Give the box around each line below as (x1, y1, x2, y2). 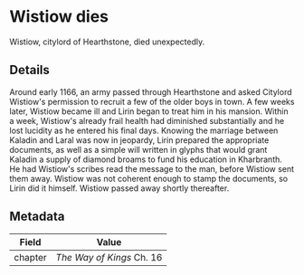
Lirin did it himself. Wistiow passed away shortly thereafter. (9, 183, 230, 194)
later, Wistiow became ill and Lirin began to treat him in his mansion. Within (9, 106, 289, 117)
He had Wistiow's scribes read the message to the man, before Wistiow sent (9, 163, 295, 174)
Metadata (9, 209, 65, 224)
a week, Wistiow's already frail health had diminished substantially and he (9, 115, 285, 126)
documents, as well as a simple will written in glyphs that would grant (9, 144, 268, 155)
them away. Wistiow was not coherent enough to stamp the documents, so (9, 173, 288, 184)
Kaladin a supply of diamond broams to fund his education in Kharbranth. (9, 154, 283, 165)
